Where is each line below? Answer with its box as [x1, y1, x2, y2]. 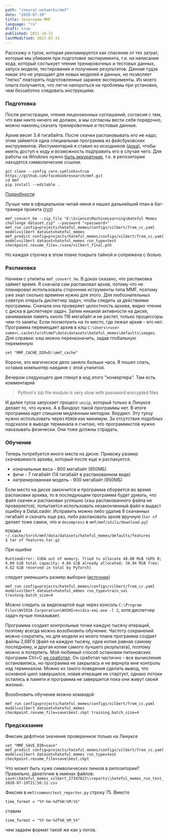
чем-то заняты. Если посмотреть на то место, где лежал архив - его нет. [5, 319, 163, 325]
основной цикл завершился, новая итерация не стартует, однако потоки [5, 671, 162, 677]
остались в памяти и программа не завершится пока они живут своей [5, 676, 158, 682]
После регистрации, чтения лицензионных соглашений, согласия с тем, [5, 112, 162, 118]
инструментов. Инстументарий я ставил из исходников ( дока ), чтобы [5, 143, 156, 149]
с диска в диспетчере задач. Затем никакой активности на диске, [5, 308, 148, 315]
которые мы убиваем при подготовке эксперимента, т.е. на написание [5, 55, 159, 61]
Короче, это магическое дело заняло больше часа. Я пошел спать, [5, 359, 151, 365]
